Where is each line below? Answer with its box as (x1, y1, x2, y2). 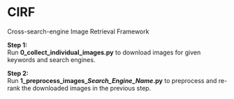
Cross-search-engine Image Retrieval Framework (7, 27, 149, 36)
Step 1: (7, 40, 28, 49)
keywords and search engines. (7, 55, 96, 63)
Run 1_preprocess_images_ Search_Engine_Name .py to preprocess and (7, 76, 217, 84)
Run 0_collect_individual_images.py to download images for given (7, 48, 201, 56)
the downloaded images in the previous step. (22, 84, 152, 92)
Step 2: (7, 69, 29, 77)
